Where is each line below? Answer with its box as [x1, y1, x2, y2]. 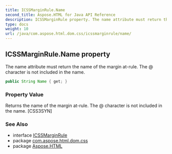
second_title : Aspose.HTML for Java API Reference [5, 12, 116, 17]
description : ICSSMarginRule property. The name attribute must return [5, 17, 161, 22]
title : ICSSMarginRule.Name [5, 7, 66, 13]
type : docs [5, 21, 29, 27]
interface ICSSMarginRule [12, 132, 68, 138]
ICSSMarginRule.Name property [5, 50, 111, 59]
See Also [5, 120, 28, 127]
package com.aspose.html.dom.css [12, 138, 88, 144]
